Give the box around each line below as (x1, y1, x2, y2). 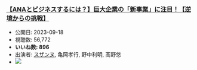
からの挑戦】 (12, 14, 50, 22)
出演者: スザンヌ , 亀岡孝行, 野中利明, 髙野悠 (14, 51, 121, 58)
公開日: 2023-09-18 (14, 28, 64, 36)
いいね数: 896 (14, 43, 50, 51)
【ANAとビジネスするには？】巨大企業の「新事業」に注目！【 (6, 5, 185, 13)
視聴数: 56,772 (14, 36, 51, 43)
